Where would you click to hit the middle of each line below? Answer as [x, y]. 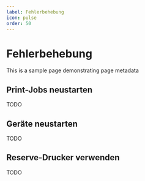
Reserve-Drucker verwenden [63, 157]
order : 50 [19, 23]
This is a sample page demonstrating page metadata [73, 70]
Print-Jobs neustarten [50, 90]
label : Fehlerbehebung [35, 12]
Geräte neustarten [42, 124]
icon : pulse [21, 18]
